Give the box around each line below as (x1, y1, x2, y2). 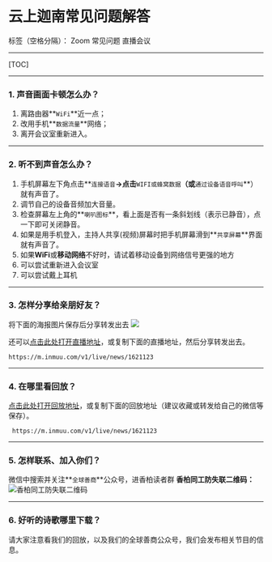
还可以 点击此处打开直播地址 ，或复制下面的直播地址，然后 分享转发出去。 (8, 337, 249, 347)
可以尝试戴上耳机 (19, 270, 78, 279)
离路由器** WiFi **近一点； (19, 109, 107, 118)
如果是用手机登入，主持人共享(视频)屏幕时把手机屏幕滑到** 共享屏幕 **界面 (19, 229, 263, 239)
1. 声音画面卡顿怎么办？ (8, 88, 100, 100)
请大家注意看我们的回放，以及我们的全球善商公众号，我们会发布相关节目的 (8, 534, 257, 544)
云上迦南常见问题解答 (8, 7, 151, 26)
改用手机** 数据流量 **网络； (19, 119, 109, 129)
